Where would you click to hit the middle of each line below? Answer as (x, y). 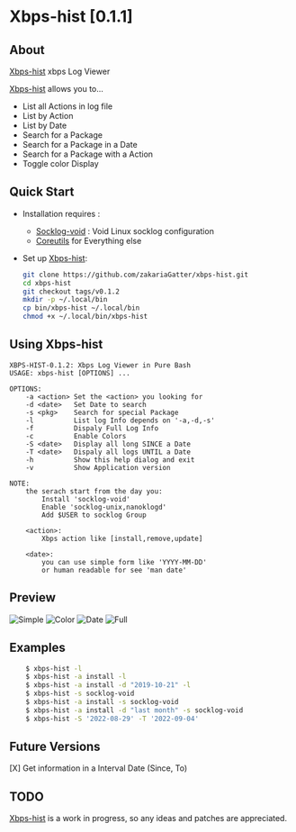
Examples (37, 648)
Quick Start (42, 192)
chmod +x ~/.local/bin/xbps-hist (85, 317)
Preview (33, 597)
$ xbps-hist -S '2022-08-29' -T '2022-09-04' (112, 719)
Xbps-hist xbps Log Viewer (60, 71)
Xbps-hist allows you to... (56, 89)
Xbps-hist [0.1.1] (71, 17)
